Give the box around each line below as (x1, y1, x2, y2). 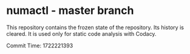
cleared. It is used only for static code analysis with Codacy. (6, 30, 157, 37)
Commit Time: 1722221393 (6, 42, 73, 49)
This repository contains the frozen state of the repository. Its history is (6, 24, 184, 31)
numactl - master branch (6, 4, 134, 18)
